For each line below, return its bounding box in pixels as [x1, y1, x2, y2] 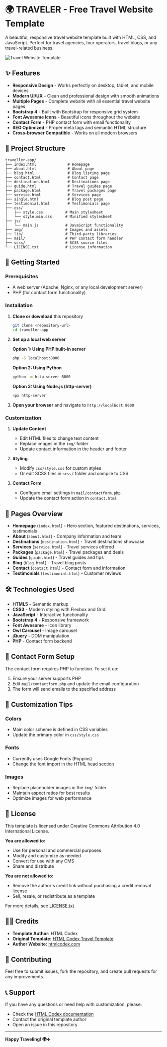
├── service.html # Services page [5, 192, 101, 197]
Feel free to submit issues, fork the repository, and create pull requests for [5, 968, 158, 974]
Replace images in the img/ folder [19, 441, 88, 447]
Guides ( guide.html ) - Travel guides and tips [12, 554, 104, 560]
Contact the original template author [12, 1016, 87, 1023]
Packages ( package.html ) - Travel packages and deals [12, 549, 124, 555]
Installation [5, 302, 33, 309]
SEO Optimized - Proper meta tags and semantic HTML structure [12, 124, 147, 130]
